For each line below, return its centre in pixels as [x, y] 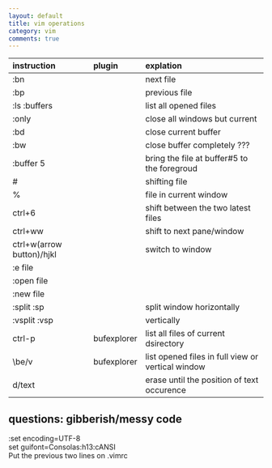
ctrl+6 [24, 213]
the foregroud [172, 168]
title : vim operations [47, 23]
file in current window [187, 195]
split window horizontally [193, 307]
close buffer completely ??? [198, 145]
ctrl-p [24, 338]
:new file [29, 294]
